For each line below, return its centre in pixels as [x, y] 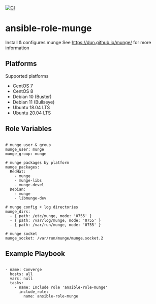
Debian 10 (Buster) [32, 96]
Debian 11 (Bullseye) [34, 102]
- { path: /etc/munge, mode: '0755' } [51, 216]
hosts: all [21, 274]
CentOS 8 [23, 91]
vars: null [21, 279]
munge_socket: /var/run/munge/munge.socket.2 [54, 238]
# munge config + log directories [42, 207]
